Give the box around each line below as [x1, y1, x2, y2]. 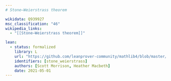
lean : [5, 40, 17, 45]
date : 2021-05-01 [14, 68, 51, 73]
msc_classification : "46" [5, 21, 60, 26]
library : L [14, 49, 38, 54]
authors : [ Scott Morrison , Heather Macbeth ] [14, 63, 110, 68]
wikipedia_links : [5, 26, 42, 31]
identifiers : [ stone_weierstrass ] [14, 59, 88, 64]
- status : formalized [10, 45, 56, 50]
